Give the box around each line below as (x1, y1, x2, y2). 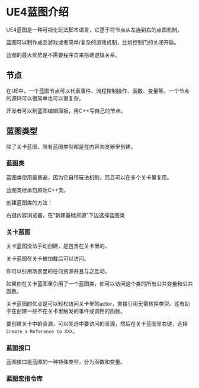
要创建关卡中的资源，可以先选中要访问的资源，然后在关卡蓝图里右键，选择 (6, 320, 188, 328)
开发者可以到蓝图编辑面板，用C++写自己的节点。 (6, 107, 126, 114)
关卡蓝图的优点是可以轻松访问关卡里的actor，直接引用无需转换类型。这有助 (6, 300, 190, 307)
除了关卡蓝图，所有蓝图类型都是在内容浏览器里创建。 (6, 143, 136, 150)
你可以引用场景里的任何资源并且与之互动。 (6, 268, 110, 275)
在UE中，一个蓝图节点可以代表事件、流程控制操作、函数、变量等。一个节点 (6, 87, 190, 94)
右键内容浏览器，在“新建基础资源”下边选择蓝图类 (6, 211, 126, 219)
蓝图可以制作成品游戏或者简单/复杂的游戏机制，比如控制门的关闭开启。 (6, 39, 179, 46)
